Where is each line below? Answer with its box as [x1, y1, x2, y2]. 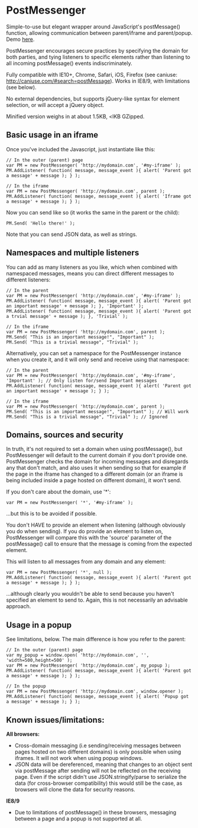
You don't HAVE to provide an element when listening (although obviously [6, 521, 186, 529]
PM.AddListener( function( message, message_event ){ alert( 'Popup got [6, 694, 189, 700]
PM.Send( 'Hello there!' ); [6, 220, 76, 226]
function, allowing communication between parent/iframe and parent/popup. [6, 29, 193, 36]
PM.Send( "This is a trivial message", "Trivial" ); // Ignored [6, 414, 168, 420]
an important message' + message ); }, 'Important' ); [6, 303, 144, 309]
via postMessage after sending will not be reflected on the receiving [14, 767, 181, 774]
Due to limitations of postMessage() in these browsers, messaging [14, 809, 177, 816]
